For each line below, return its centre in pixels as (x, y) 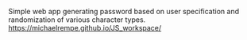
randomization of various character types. (77, 20)
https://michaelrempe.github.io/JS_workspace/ (85, 28)
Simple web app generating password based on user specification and (124, 11)
